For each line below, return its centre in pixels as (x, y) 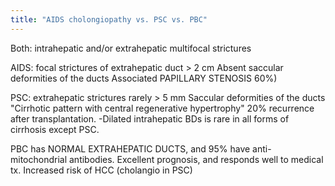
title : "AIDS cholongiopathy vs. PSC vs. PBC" (109, 19)
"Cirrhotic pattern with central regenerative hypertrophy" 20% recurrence (162, 108)
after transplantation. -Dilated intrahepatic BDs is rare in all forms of (150, 118)
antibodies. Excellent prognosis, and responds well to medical (196, 159)
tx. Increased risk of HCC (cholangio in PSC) (101, 170)
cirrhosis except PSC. (55, 129)
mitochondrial (39, 159)
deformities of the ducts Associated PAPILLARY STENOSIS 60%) (144, 78)
